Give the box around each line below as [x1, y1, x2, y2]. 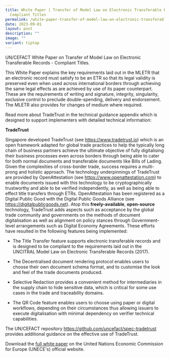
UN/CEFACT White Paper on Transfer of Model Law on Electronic [5, 54, 141, 60]
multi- [142, 163, 155, 170]
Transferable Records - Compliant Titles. [5, 59, 90, 66]
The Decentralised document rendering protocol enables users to [12, 258, 149, 264]
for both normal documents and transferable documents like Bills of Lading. [5, 158, 163, 164]
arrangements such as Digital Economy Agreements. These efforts [16, 222, 155, 228]
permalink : [5, 17, 28, 22]
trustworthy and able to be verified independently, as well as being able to [5, 185, 160, 191]
